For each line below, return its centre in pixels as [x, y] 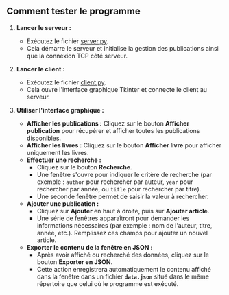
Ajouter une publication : [63, 203]
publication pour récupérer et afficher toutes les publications [113, 130]
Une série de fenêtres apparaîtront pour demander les [113, 218]
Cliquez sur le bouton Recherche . [84, 167]
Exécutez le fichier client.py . [67, 82]
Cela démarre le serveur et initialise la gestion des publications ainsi [122, 48]
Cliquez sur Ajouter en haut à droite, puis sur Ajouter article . [123, 211]
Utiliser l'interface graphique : [60, 110]
